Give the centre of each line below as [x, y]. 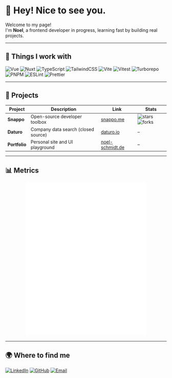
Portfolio [17, 145]
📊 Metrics [22, 170]
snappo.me [112, 119]
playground [42, 147]
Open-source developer [56, 117]
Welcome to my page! [28, 25]
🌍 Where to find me [38, 356]
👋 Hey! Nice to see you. [56, 11]
